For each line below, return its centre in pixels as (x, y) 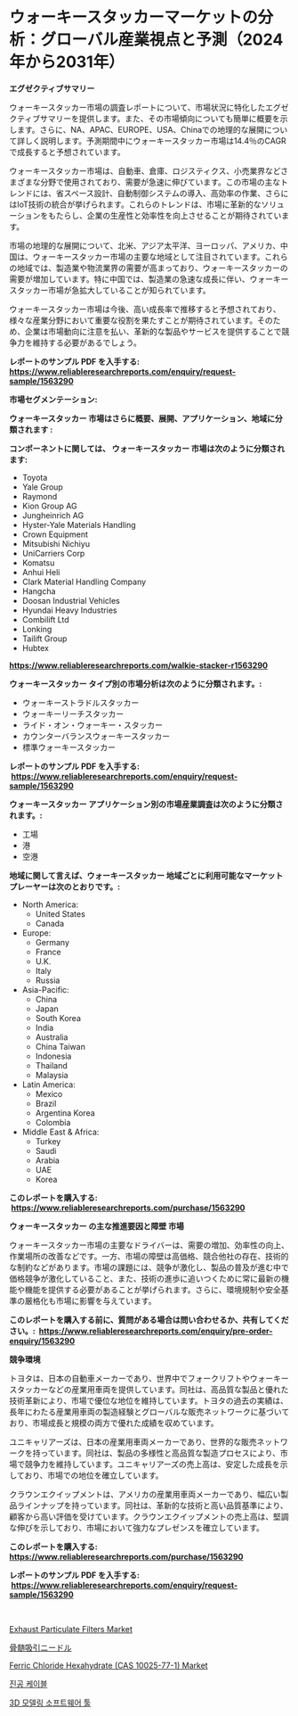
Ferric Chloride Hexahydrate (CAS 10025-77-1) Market (109, 1665)
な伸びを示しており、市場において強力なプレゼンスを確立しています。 (137, 1527)
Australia (52, 1037)
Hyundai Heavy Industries (69, 610)
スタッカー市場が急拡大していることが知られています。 (110, 290)
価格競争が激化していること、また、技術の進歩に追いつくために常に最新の (145, 1278)
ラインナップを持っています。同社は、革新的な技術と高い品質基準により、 (153, 1505)
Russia (48, 980)
